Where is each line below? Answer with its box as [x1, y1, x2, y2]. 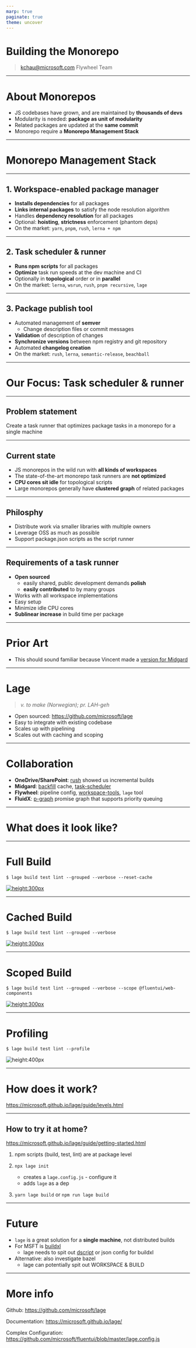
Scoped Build [6, 966, 72, 980]
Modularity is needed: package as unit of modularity [14, 115, 143, 123]
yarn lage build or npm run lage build [14, 1191, 109, 1198]
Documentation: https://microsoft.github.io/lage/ [6, 1318, 123, 1325]
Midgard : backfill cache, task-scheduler [14, 782, 111, 790]
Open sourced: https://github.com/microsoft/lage [14, 712, 133, 719]
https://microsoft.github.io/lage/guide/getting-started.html [6, 1140, 146, 1147]
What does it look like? [6, 821, 118, 834]
